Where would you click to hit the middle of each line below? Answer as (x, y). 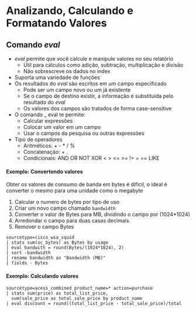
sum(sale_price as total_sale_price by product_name (77, 299)
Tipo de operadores (38, 139)
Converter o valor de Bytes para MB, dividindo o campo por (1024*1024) (102, 214)
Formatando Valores (56, 23)
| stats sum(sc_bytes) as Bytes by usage (57, 243)
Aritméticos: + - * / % (49, 145)
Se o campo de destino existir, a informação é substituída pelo (98, 96)
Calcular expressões (48, 121)
